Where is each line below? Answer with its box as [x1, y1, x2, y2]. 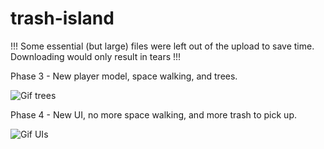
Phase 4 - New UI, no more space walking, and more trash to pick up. [10, 108, 297, 121]
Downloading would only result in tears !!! [10, 50, 182, 62]
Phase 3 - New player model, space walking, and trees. [10, 70, 238, 82]
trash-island [10, 7, 115, 30]
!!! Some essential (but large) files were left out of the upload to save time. [10, 40, 315, 52]
